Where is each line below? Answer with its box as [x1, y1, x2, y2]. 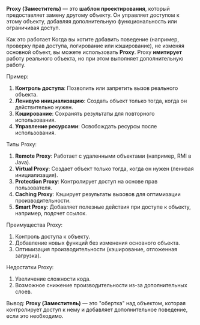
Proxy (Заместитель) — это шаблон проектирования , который [6, 5, 170, 12]
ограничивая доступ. [6, 24, 61, 31]
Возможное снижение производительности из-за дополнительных [14, 282, 187, 288]
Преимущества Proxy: [6, 221, 63, 228]
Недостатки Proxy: [6, 264, 54, 270]
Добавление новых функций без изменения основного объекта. [14, 239, 180, 246]
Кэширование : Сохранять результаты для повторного [14, 110, 155, 117]
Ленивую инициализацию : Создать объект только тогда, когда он [14, 97, 187, 104]
